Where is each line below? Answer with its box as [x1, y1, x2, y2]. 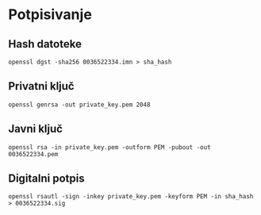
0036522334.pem [8, 150, 59, 158]
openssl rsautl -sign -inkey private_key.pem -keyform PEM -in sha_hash [8, 193, 254, 201]
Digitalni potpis [8, 172, 85, 186]
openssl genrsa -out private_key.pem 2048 [8, 101, 151, 109]
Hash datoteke [8, 37, 82, 51]
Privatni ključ [8, 79, 75, 93]
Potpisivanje [8, 6, 93, 24]
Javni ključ [8, 122, 63, 136]
